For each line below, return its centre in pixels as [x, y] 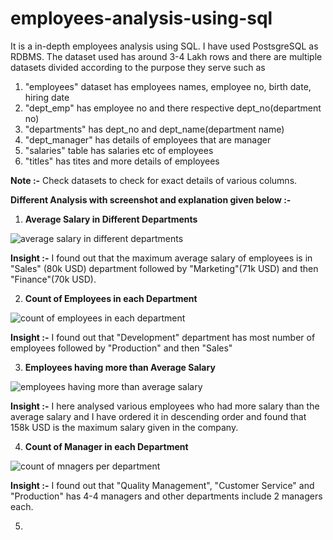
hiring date [47, 97]
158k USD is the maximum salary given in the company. [124, 427]
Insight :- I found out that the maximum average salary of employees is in [161, 258]
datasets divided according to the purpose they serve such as [138, 67]
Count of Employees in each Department [111, 298]
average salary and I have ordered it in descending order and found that [158, 416]
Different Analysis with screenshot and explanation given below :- [151, 199]
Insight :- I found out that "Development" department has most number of [163, 337]
